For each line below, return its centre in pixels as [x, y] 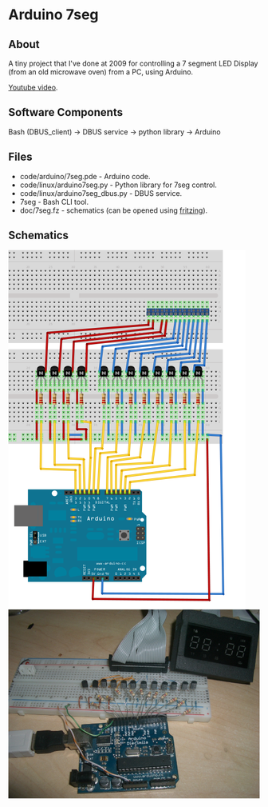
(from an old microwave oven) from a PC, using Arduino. [101, 72]
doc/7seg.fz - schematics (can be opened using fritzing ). [114, 210]
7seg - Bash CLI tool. [54, 202]
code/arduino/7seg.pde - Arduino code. [85, 176]
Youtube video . [33, 87]
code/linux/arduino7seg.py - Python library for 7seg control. [118, 185]
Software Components [66, 112]
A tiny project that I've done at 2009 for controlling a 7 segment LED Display [133, 63]
